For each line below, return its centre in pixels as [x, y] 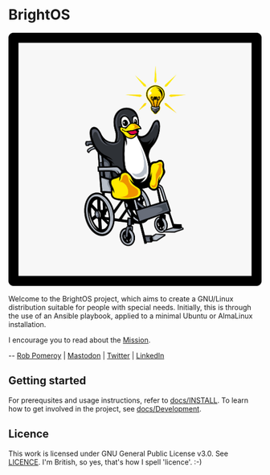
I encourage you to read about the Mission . [80, 340]
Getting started [47, 381]
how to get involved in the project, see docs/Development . [105, 408]
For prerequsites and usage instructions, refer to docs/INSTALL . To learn [129, 400]
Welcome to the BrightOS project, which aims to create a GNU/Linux [121, 298]
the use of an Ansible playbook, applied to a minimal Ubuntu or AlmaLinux [131, 316]
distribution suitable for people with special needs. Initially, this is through [130, 307]
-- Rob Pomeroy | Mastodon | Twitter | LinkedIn [86, 355]
